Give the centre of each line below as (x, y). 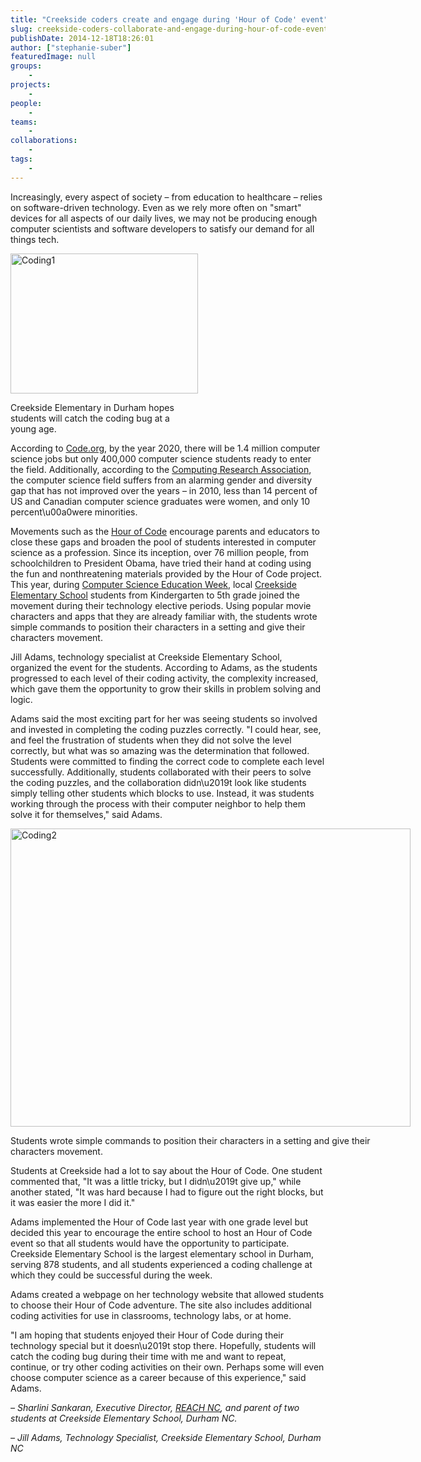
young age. (33, 428)
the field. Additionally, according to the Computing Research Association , (161, 469)
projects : (31, 85)
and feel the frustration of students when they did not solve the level (151, 740)
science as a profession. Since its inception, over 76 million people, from (159, 552)
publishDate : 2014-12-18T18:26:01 (82, 38)
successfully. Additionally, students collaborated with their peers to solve (161, 772)
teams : (24, 122)
